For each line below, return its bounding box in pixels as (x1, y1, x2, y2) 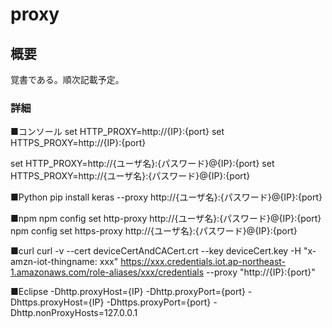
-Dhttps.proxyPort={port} (106, 296, 212, 308)
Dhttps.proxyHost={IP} (10, 296, 105, 308)
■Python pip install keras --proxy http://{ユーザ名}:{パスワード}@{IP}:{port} (10, 191, 323, 203)
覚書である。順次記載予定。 (10, 74, 125, 85)
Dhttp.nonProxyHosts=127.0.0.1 (10, 307, 138, 319)
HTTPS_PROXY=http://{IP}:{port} (10, 137, 147, 149)
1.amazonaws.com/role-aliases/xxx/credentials (10, 266, 205, 278)
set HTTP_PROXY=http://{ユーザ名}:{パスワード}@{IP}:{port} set (10, 158, 275, 170)
